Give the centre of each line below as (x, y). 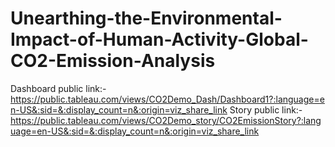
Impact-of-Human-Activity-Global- (159, 39)
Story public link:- (266, 109)
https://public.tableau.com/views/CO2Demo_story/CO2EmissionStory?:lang (166, 120)
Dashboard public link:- (58, 88)
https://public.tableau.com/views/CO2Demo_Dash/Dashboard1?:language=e (167, 99)
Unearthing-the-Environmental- (146, 18)
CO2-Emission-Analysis (113, 61)
